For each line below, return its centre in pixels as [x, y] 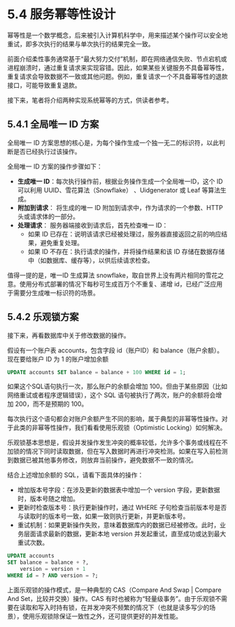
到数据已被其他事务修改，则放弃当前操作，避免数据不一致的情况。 [102, 460]
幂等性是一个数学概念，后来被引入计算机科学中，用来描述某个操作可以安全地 [117, 35]
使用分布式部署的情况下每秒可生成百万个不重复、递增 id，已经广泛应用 [121, 284]
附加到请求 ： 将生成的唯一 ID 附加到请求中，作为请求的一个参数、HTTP [120, 207]
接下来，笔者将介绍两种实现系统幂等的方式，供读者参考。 [90, 100]
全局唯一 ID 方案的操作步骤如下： [55, 166]
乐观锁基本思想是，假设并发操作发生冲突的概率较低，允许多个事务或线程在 [114, 442]
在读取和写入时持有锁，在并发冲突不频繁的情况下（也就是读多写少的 [111, 607]
